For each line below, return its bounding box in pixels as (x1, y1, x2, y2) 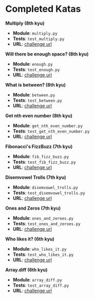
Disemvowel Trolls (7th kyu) (5, 174, 66, 180)
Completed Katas (5, 3, 81, 15)
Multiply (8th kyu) (5, 20, 45, 26)
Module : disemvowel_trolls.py (12, 184, 79, 190)
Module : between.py (12, 91, 55, 98)
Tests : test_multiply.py (12, 35, 65, 42)
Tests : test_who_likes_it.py (12, 251, 74, 257)
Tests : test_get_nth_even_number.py (12, 128, 90, 134)
